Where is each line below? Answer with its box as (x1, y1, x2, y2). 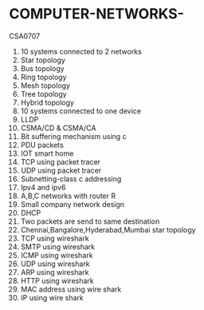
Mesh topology (20, 81, 71, 90)
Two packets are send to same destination (20, 217, 160, 226)
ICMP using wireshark (20, 250, 93, 260)
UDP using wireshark (20, 259, 90, 268)
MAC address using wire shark (20, 284, 122, 294)
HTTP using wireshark (20, 276, 94, 285)
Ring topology (20, 72, 67, 81)
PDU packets (20, 140, 65, 149)
